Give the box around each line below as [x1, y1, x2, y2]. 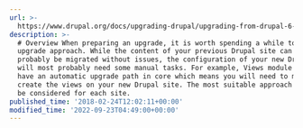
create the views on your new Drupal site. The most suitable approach [17, 80, 293, 89]
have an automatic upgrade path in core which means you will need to [17, 72, 289, 81]
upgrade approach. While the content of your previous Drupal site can [17, 47, 293, 56]
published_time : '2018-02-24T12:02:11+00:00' [9, 96, 183, 106]
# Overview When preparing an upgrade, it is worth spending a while [17, 38, 284, 48]
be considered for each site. [17, 88, 131, 97]
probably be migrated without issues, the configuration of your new [17, 55, 284, 64]
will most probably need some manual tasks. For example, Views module [17, 64, 293, 73]
